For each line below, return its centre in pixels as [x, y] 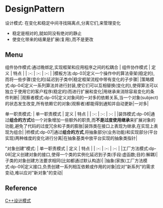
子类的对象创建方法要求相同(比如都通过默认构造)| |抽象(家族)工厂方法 [74, 160]
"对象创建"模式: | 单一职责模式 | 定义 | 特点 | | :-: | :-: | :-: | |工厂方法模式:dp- [81, 148]
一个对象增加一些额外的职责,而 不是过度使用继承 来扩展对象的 [95, 120]
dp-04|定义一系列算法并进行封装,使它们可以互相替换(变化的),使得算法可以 [84, 85]
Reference [21, 188]
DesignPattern [35, 9]
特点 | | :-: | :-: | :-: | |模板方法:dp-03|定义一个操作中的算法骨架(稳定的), [84, 73]
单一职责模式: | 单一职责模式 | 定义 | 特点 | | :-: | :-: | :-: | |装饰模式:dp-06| [78, 114]
